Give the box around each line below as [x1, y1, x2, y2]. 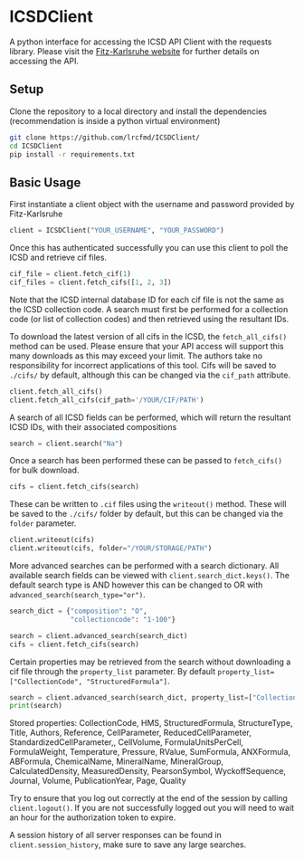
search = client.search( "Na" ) [9, 439, 124, 448]
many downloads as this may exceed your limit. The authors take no [9, 350, 263, 361]
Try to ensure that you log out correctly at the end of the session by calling [9, 793, 288, 804]
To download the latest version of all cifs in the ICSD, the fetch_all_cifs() [9, 330, 288, 341]
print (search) [9, 702, 63, 711]
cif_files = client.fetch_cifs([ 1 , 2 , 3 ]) [9, 278, 172, 287]
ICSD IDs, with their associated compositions [9, 421, 177, 432]
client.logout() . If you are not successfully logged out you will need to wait [9, 803, 295, 814]
